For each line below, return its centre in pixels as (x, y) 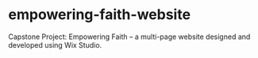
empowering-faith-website (100, 15)
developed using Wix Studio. (55, 44)
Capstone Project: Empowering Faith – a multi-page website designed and (129, 37)
